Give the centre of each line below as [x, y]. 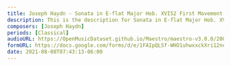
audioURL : [21, 39]
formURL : [20, 45]
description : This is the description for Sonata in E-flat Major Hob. [112, 20]
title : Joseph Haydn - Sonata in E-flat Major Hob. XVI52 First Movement [115, 13]
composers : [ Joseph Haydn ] [46, 26]
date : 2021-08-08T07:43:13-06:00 [55, 52]
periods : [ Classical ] [38, 33]
